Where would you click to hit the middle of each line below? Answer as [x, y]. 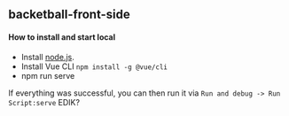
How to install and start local [62, 37]
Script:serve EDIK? [44, 102]
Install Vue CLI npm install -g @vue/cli [94, 66]
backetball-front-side [69, 15]
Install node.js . [47, 57]
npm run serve [48, 75]
